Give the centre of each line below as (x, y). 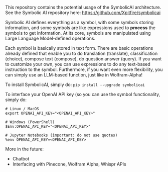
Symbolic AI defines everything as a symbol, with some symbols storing (79, 22)
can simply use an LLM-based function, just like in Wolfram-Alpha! (74, 75)
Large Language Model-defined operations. (50, 38)
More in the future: (25, 149)
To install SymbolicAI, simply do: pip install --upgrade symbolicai (75, 84)
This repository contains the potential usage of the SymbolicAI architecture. (83, 7)
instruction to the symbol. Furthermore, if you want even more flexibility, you (84, 69)
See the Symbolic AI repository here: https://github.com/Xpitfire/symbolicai (83, 13)
